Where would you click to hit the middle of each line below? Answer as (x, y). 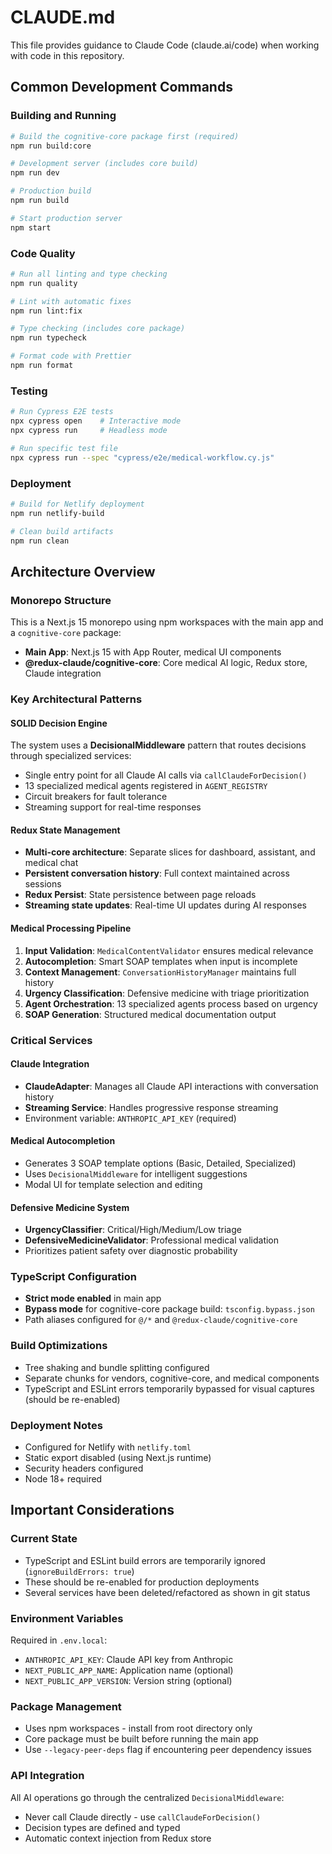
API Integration (47, 1776)
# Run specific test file (64, 448)
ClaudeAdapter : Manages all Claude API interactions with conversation (171, 1086)
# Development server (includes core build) (104, 164)
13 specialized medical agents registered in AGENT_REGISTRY (146, 786)
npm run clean (40, 541)
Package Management (66, 1706)
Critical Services (51, 1040)
